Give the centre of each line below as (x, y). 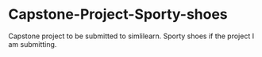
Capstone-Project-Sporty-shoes (118, 14)
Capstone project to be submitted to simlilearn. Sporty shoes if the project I (131, 36)
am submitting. (33, 44)
